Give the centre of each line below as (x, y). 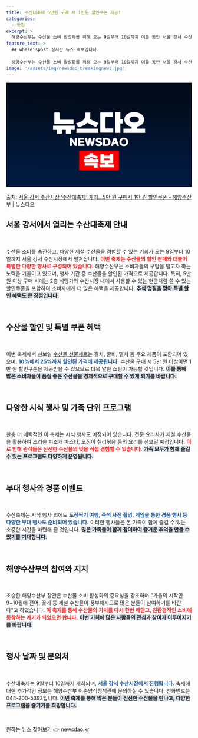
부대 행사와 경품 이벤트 (45, 488)
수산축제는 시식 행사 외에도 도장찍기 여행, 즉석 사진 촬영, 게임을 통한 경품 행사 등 (97, 515)
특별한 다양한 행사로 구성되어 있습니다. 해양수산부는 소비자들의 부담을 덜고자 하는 (99, 266)
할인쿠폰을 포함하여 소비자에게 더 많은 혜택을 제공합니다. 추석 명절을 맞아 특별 (95, 288)
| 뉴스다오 (23, 204)
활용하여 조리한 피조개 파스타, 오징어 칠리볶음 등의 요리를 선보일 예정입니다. (99, 442)
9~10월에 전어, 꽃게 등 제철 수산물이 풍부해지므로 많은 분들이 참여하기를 (88, 603)
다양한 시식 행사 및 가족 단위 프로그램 (69, 408)
